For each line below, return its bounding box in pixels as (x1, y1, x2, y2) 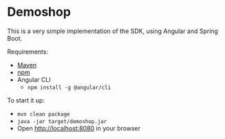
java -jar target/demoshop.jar (17, 118, 107, 125)
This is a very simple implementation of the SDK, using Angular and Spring (7, 27, 219, 35)
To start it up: (7, 96, 45, 104)
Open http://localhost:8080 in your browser (17, 124, 141, 132)
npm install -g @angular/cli (27, 84, 111, 91)
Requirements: (7, 47, 48, 56)
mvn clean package (17, 111, 70, 118)
